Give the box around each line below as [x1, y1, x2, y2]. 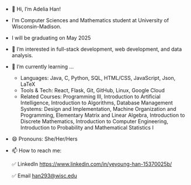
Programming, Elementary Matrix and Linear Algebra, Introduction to [20, 111, 185, 118]
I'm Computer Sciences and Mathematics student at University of [11, 17, 169, 23]
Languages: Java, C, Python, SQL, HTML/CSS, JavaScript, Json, [20, 75, 176, 81]
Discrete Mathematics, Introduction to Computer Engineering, [20, 118, 168, 125]
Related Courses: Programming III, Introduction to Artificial [20, 93, 161, 100]
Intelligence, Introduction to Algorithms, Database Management [20, 99, 173, 106]
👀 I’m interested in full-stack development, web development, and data [11, 46, 182, 53]
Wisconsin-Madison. [11, 23, 62, 30]
